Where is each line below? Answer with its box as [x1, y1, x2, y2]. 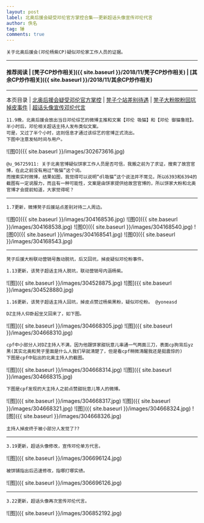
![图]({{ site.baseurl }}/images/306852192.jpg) [6, 510, 122, 517]
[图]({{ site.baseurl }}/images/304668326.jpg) [6, 413, 122, 420]
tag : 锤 [6, 25, 25, 32]
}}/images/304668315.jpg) [6, 373, 73, 380]
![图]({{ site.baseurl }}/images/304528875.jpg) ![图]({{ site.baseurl [6, 280, 172, 287]
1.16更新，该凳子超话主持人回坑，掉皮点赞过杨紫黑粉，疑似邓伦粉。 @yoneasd [6, 299, 177, 305]
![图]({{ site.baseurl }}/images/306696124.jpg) [6, 454, 123, 462]
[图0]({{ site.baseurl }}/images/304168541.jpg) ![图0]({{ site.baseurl [6, 231, 175, 238]
